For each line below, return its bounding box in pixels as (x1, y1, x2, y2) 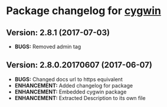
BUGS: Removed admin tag (14, 43, 81, 50)
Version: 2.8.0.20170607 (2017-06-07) (6, 60, 152, 70)
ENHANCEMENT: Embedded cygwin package (14, 88, 127, 95)
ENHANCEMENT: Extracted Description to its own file (14, 94, 146, 101)
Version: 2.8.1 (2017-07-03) (6, 28, 110, 38)
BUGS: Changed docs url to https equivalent (14, 75, 123, 83)
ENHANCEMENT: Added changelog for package (14, 82, 133, 89)
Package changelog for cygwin (6, 4, 161, 18)
